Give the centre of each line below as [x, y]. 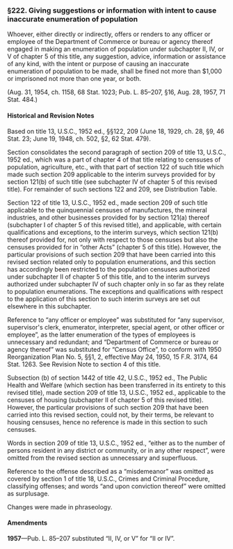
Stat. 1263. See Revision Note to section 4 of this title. [84, 364]
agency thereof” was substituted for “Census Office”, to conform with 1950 [114, 349]
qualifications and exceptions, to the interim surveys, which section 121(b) [113, 232]
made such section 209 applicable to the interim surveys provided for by [111, 174]
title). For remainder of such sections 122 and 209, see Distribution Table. [112, 189]
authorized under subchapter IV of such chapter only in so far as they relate [116, 284]
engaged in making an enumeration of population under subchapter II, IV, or [116, 49]
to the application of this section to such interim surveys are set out [104, 299]
